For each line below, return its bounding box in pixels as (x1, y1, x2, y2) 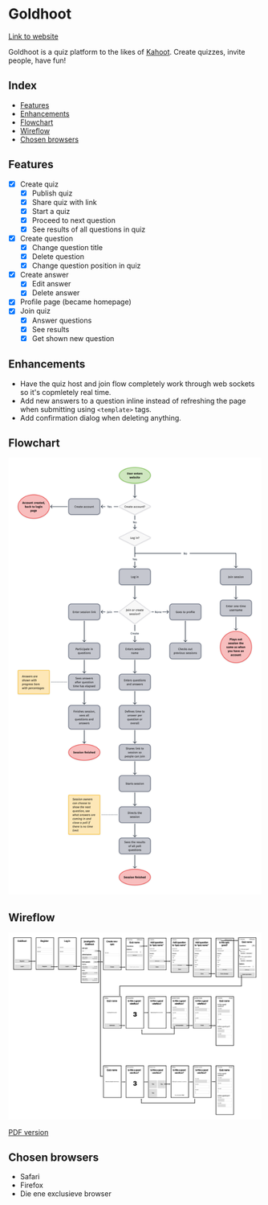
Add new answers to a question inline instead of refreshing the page (19, 396, 246, 405)
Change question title (31, 243, 103, 252)
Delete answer (31, 288, 80, 298)
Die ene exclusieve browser (19, 1189, 112, 1199)
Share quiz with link (31, 197, 98, 207)
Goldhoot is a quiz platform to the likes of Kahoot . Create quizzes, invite (8, 47, 246, 56)
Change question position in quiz (31, 261, 141, 270)
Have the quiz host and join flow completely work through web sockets (19, 379, 255, 389)
